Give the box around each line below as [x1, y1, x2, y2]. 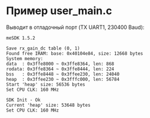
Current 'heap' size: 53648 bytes [6, 102, 91, 108]
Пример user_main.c [6, 4, 112, 18]
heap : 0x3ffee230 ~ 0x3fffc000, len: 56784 [6, 76, 119, 82]
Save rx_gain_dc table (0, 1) [6, 45, 81, 51]
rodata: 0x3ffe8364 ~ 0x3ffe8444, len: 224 [6, 66, 115, 72]
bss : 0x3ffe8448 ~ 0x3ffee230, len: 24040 [6, 71, 119, 77]
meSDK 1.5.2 [6, 35, 35, 41]
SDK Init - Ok [6, 97, 41, 103]
